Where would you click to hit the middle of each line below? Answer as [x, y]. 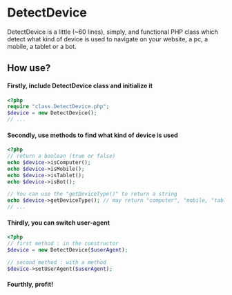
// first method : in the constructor [63, 244]
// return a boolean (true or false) [61, 156]
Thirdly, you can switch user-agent [59, 223]
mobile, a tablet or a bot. [42, 46]
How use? [29, 68]
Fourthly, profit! [30, 285]
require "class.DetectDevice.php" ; [58, 107]
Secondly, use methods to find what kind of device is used [93, 135]
